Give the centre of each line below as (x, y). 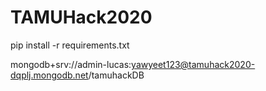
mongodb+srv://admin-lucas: (71, 64)
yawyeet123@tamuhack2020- (193, 64)
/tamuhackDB (116, 75)
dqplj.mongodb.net (49, 75)
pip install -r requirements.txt (70, 45)
